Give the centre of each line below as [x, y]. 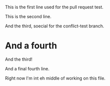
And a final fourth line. [27, 68]
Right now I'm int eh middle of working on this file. [55, 78]
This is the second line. [28, 16]
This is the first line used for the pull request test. [54, 7]
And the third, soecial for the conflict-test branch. [55, 26]
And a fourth [31, 46]
